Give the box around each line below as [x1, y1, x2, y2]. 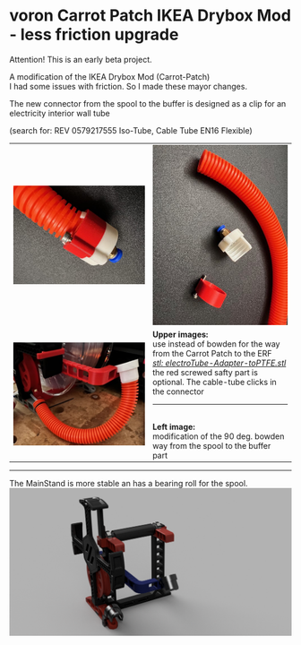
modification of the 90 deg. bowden [151, 431, 285, 442]
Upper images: [151, 329, 209, 340]
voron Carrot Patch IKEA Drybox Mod [9, 5, 291, 26]
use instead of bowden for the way [151, 338, 280, 349]
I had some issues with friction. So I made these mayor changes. [9, 81, 248, 91]
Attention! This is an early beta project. [9, 54, 152, 64]
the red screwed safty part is [151, 366, 258, 377]
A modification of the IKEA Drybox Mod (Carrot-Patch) [9, 71, 211, 82]
